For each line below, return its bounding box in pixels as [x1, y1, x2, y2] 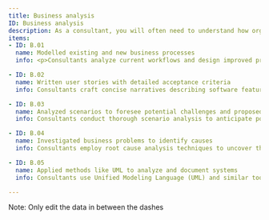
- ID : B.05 [8, 158, 45, 166]
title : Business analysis [8, 11, 94, 20]
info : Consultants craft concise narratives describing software [15, 86, 239, 94]
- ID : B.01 [8, 42, 45, 50]
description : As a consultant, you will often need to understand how [8, 26, 249, 34]
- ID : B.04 [8, 130, 45, 138]
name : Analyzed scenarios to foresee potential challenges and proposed [15, 107, 263, 116]
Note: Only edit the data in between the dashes [8, 202, 164, 212]
